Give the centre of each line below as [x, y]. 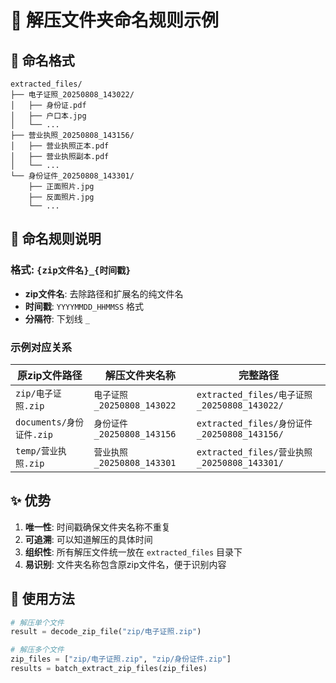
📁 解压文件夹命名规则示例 [115, 20]
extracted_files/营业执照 [254, 452]
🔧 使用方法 [42, 599]
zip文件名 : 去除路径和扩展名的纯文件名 [104, 293]
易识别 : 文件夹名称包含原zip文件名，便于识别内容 [125, 564]
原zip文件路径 [49, 375]
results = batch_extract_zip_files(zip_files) [109, 669]
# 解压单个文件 [37, 622]
